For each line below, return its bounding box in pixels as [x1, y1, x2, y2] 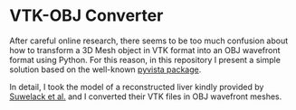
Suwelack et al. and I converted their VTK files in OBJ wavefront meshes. [9, 91, 282, 102]
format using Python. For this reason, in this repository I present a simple [9, 54, 281, 65]
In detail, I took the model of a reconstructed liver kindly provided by [9, 81, 264, 92]
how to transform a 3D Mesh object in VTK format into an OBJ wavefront [9, 44, 281, 55]
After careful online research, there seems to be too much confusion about [9, 35, 289, 46]
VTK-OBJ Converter [9, 5, 164, 26]
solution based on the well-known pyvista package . [9, 64, 202, 75]
